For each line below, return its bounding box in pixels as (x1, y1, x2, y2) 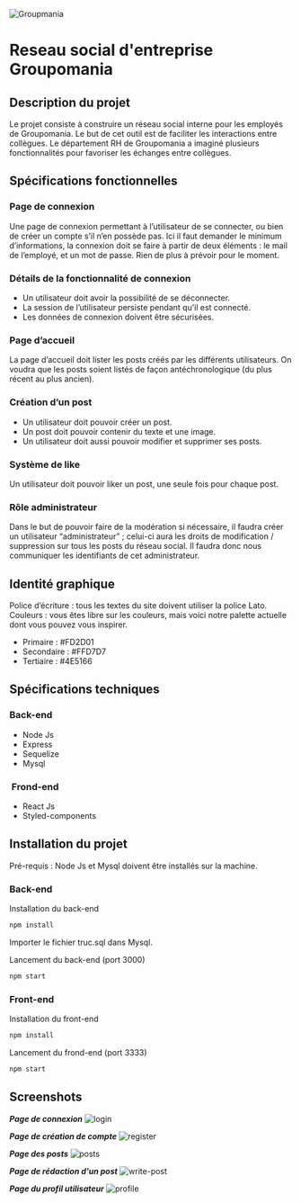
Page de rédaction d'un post (9, 1165, 119, 1176)
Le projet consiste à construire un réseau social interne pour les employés (9, 119, 283, 130)
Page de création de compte (9, 1130, 117, 1142)
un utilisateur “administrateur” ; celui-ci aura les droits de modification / (9, 531, 274, 542)
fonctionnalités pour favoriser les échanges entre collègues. (9, 148, 232, 157)
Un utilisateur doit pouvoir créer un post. (22, 417, 173, 427)
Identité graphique (9, 576, 115, 591)
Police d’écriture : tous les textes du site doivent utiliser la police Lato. (9, 599, 268, 611)
